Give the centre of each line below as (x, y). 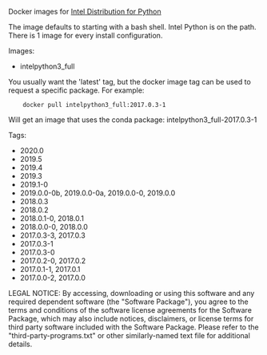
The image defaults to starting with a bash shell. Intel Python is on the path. (133, 27)
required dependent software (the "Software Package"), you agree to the (129, 302)
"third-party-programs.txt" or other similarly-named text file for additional (129, 335)
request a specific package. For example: (76, 90)
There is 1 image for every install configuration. (86, 35)
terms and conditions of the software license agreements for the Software (130, 310)
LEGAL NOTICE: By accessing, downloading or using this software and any (132, 293)
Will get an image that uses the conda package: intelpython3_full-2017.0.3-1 (133, 120)
